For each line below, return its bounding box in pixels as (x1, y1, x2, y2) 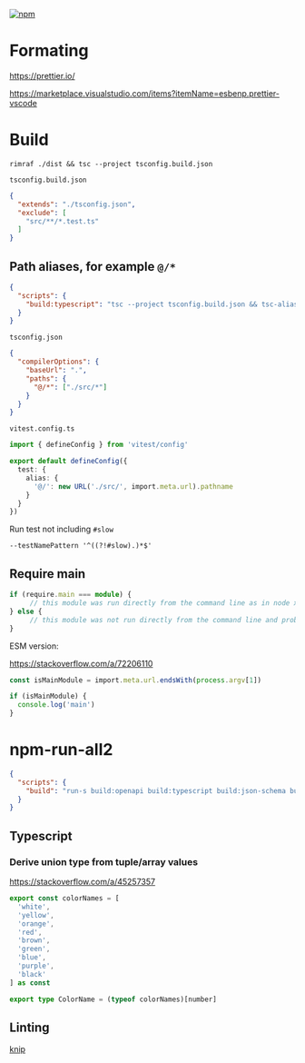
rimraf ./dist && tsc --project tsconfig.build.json (9, 159, 213, 168)
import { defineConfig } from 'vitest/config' (9, 441, 189, 450)
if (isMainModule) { (9, 691, 88, 701)
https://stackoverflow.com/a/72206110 (9, 658, 153, 669)
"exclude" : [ (17, 208, 67, 217)
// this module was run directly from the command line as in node (29, 599, 290, 608)
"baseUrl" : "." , (25, 366, 88, 375)
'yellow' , (17, 910, 54, 919)
